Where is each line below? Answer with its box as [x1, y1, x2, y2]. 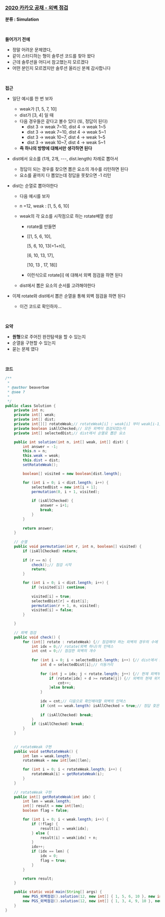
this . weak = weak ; [23, 453, 60, 458]
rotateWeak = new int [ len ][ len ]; [23, 758, 91, 763]
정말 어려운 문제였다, [12, 47, 52, 53]
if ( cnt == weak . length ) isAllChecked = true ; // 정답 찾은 [40, 703, 160, 708]
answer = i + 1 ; [40, 503, 69, 508]
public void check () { [14, 635, 60, 639]
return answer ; [23, 526, 54, 531]
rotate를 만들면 [27, 223, 56, 229]
